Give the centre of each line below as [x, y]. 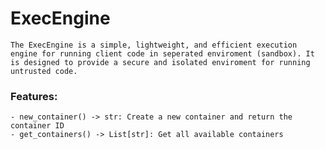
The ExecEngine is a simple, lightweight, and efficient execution [154, 45]
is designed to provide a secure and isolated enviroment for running [160, 62]
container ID [37, 126]
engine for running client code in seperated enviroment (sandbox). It [162, 53]
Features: [34, 96]
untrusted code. [44, 71]
